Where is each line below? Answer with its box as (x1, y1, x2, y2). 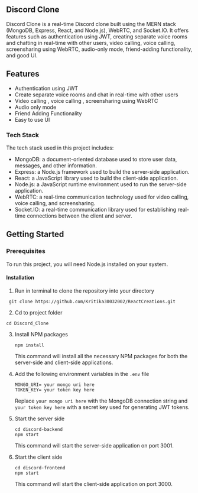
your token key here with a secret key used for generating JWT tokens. (14, 403, 190, 410)
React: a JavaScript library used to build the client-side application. (14, 174, 178, 181)
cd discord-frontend (14, 465, 66, 471)
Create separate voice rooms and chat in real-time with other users (14, 91, 178, 98)
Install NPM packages (14, 330, 68, 338)
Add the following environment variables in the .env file (14, 370, 150, 377)
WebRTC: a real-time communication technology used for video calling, (14, 193, 189, 200)
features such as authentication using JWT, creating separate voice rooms (6, 33, 188, 40)
